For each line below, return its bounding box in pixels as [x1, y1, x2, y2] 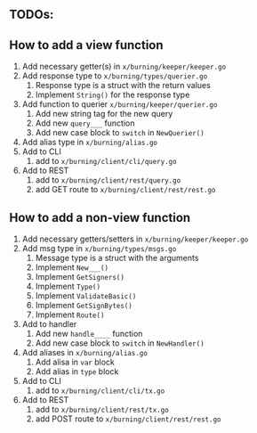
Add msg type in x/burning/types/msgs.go [21, 243, 177, 254]
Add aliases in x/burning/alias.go [21, 347, 149, 358]
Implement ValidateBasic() [35, 290, 137, 301]
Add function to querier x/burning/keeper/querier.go [21, 99, 218, 110]
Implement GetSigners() [35, 272, 124, 282]
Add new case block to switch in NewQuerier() [35, 127, 205, 138]
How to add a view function [9, 37, 164, 53]
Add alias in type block [35, 366, 119, 377]
